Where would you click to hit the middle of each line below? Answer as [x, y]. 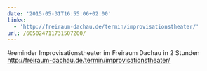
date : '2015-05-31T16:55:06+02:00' [59, 14]
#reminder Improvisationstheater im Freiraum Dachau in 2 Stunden [103, 53]
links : [17, 20]
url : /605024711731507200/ [47, 33]
